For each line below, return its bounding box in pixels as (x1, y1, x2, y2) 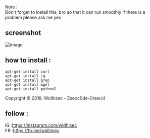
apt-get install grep (5, 78, 50, 83)
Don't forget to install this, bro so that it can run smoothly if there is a (5, 9, 146, 15)
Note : (5, 4, 18, 10)
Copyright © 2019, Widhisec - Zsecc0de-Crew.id (5, 95, 105, 101)
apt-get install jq (5, 73, 46, 78)
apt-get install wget (5, 82, 50, 87)
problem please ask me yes (5, 14, 61, 20)
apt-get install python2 (5, 86, 56, 91)
